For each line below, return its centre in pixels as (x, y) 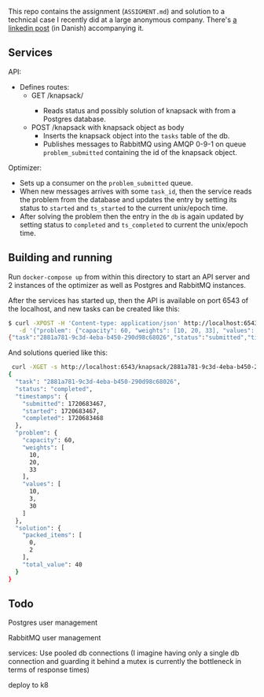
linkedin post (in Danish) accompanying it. (76, 28)
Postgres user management (53, 623)
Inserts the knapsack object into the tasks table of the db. (136, 135)
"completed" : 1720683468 (63, 419)
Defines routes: (44, 87)
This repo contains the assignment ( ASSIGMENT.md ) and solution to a (117, 11)
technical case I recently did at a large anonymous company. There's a (123, 20)
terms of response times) (49, 670)
